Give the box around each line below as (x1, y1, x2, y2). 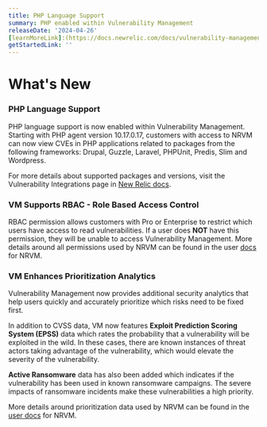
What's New (8, 75, 91, 94)
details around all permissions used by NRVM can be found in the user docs (8, 242, 257, 252)
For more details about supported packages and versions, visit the (8, 171, 226, 180)
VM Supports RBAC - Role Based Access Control (8, 199, 199, 210)
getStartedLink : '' (8, 41, 73, 49)
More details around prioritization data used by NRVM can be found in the (8, 402, 250, 412)
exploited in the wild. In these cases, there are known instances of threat (8, 338, 246, 348)
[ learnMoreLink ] (8, 33, 62, 42)
